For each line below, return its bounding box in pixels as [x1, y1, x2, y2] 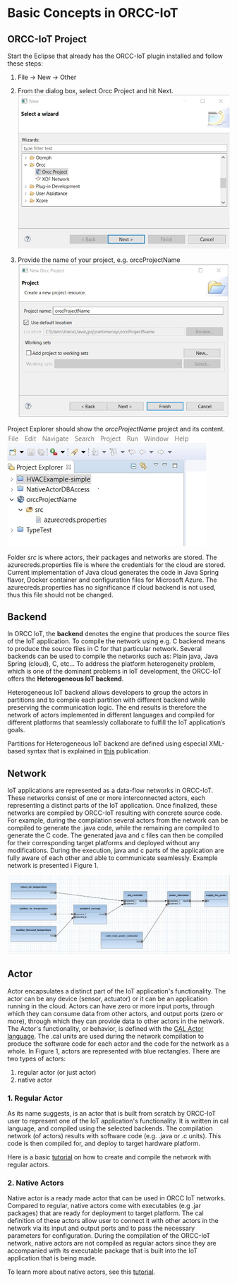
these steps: [7, 59, 44, 68]
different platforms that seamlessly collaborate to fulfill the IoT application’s [7, 718, 226, 727]
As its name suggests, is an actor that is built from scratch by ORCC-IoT [7, 1109, 217, 1117]
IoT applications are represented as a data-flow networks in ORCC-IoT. [7, 786, 214, 795]
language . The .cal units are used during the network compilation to [7, 1032, 205, 1040]
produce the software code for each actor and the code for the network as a [7, 1039, 229, 1048]
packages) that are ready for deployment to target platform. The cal [7, 1209, 204, 1217]
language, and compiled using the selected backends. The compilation [7, 1124, 213, 1133]
